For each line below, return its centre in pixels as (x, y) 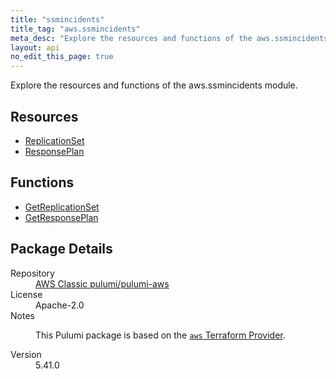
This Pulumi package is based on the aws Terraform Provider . (160, 335)
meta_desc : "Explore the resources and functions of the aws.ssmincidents (169, 38)
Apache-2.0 (60, 305)
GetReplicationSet (62, 207)
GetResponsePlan (61, 217)
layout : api (35, 47)
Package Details (61, 249)
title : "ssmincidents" (57, 19)
